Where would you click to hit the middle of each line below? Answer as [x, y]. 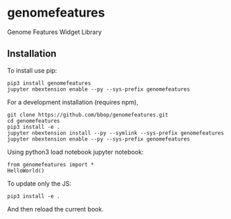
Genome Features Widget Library [55, 32]
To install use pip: [32, 70]
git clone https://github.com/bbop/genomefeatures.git [88, 115]
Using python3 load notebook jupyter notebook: [75, 152]
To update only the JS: [39, 183]
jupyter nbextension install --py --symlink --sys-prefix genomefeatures [116, 133]
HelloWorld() [26, 170]
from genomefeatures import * [51, 164]
